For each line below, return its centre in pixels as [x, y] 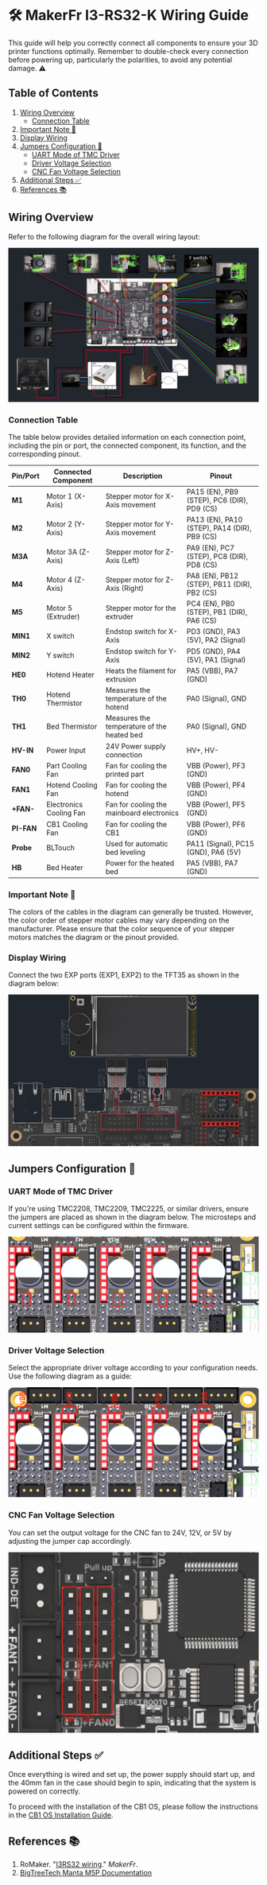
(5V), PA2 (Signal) [216, 640]
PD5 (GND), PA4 [213, 651]
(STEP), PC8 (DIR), [217, 556]
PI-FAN [24, 829]
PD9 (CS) [202, 509]
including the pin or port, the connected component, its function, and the [128, 445]
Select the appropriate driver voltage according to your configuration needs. [133, 1368]
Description [143, 476]
